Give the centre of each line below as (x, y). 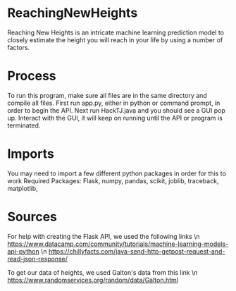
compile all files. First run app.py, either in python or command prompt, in (114, 103)
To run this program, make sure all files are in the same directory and (107, 95)
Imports (31, 154)
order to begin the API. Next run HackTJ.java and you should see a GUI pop (116, 110)
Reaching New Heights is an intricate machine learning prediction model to (116, 32)
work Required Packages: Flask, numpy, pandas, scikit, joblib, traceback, (113, 180)
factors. (19, 47)
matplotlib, (23, 188)
